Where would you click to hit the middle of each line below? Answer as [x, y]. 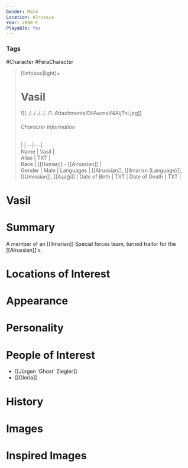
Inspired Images [46, 455]
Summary [30, 227]
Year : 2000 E [22, 22]
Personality [35, 328]
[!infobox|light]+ [40, 73]
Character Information [48, 127]
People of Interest [51, 355]
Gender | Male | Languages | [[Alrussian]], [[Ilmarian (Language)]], [101, 170]
